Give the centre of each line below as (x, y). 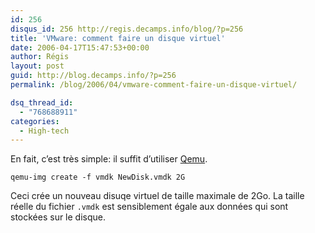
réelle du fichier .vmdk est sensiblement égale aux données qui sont (149, 207)
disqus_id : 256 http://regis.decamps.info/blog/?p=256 (127, 29)
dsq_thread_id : (42, 102)
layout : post (37, 66)
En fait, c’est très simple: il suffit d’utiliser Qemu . (109, 159)
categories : (35, 121)
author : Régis (40, 57)
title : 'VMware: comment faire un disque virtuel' (118, 38)
